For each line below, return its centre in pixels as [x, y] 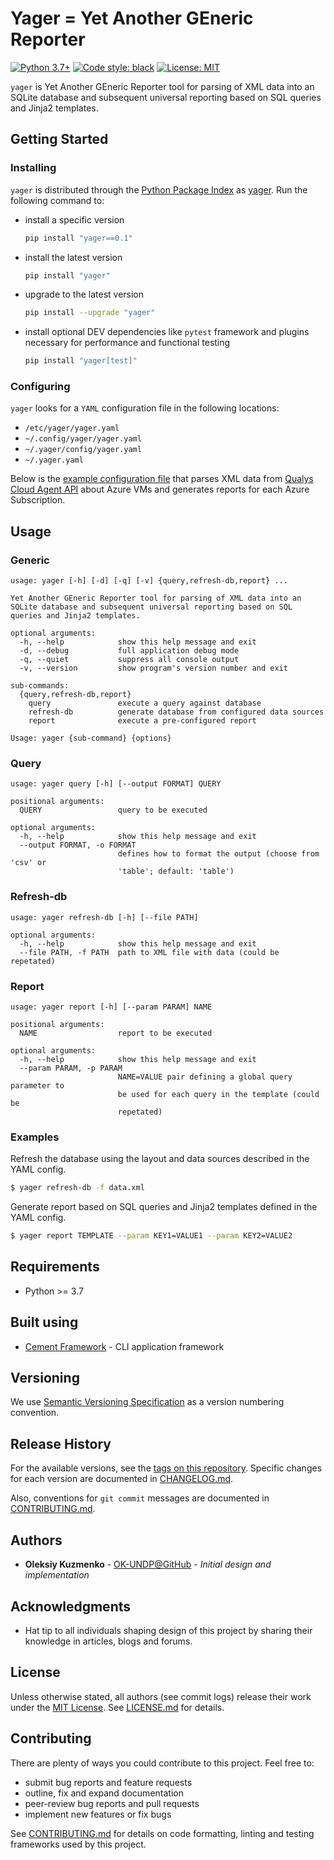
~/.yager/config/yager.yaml [83, 450]
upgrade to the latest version [84, 294]
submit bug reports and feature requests [108, 1782]
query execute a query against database [145, 703]
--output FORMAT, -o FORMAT [78, 845]
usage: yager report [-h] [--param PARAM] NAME [111, 1007]
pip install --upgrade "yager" [90, 313]
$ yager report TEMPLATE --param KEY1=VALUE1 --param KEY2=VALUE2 [151, 1236]
